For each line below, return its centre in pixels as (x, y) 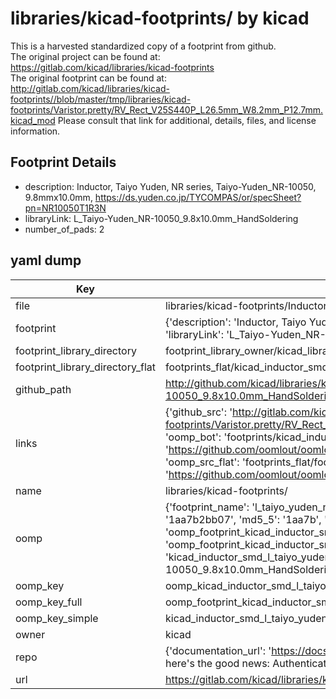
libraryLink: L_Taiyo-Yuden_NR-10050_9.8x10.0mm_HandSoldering (161, 218)
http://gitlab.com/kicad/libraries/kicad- (90, 88)
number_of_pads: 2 (64, 229)
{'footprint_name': (207, 507)
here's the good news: (217, 663)
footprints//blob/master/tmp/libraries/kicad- (101, 99)
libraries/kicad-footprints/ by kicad (160, 18)
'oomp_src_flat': (202, 462)
